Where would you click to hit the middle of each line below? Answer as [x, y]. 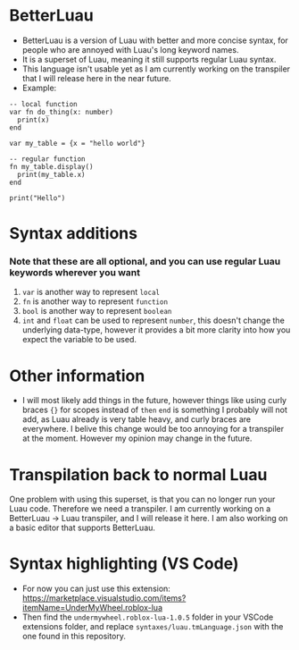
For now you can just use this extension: [96, 589]
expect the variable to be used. [79, 340]
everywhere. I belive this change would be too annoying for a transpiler [153, 429]
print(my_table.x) [52, 174]
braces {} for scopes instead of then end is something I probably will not [155, 410]
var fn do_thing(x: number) [62, 112]
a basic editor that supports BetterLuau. [83, 528]
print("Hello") [37, 198]
